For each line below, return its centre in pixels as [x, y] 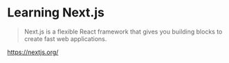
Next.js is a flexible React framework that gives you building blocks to [123, 32]
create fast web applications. [65, 38]
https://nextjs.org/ [33, 52]
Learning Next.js [56, 13]
